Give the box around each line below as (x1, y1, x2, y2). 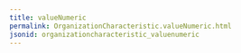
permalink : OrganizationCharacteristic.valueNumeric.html (9, 22, 232, 31)
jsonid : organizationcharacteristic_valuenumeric (9, 30, 200, 39)
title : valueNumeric (9, 13, 88, 22)
